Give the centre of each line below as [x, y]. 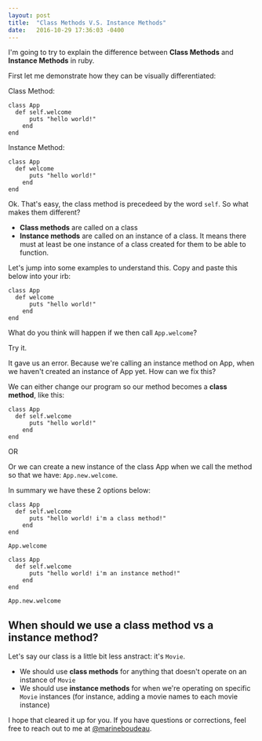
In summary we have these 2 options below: [79, 490]
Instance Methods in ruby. [51, 61]
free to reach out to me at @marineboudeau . [80, 728]
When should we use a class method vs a [111, 625]
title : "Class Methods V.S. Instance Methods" [87, 23]
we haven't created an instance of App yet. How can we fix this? [112, 372]
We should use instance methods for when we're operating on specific [135, 688]
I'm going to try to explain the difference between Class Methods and [121, 53]
